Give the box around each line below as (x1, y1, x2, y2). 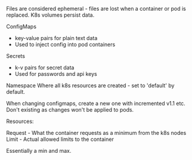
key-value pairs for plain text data (14, 35, 98, 41)
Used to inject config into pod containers (14, 41, 116, 48)
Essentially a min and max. (6, 147, 72, 154)
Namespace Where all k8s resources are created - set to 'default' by (6, 82, 175, 89)
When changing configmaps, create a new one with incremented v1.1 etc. (6, 100, 186, 107)
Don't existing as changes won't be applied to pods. (6, 106, 134, 113)
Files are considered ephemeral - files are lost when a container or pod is (6, 5, 186, 12)
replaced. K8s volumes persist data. (6, 11, 95, 19)
